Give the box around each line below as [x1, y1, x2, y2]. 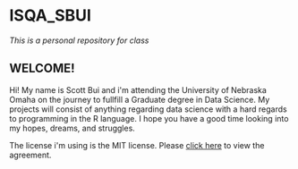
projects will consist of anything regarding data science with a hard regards [9, 104, 288, 114]
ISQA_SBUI [9, 5, 92, 26]
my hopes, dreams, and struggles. [9, 123, 136, 133]
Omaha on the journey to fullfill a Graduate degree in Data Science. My [9, 94, 270, 105]
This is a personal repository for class [9, 35, 149, 46]
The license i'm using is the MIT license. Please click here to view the [9, 139, 265, 150]
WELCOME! [9, 61, 75, 76]
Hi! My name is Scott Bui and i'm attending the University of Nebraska [9, 84, 267, 95]
